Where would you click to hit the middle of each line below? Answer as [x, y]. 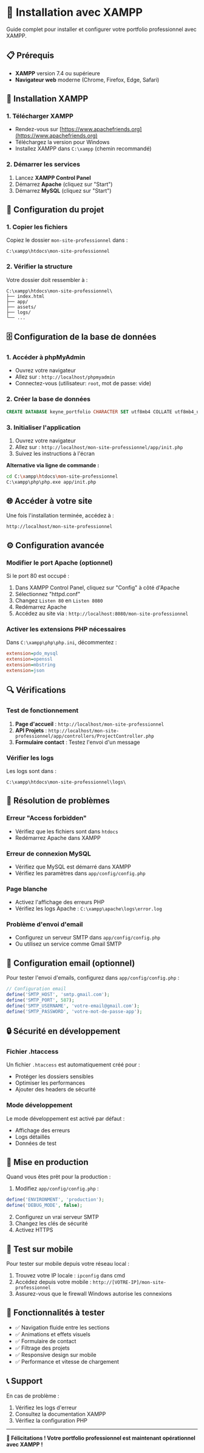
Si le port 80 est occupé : [38, 576]
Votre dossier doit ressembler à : [47, 280]
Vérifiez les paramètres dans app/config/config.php [80, 873]
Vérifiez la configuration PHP [51, 1420]
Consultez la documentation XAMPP [60, 1414]
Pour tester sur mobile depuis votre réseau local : [68, 1264]
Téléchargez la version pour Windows [62, 142]
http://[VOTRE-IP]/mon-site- [130, 1283]
